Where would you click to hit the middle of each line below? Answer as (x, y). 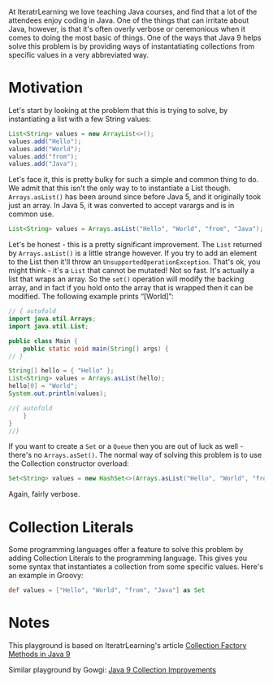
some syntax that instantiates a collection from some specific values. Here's (136, 567)
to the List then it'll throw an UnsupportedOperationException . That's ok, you (134, 262)
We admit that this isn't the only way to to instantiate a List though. (120, 188)
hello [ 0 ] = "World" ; (43, 386)
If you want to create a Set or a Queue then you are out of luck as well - (126, 446)
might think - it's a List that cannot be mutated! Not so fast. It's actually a (132, 271)
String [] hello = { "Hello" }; (61, 371)
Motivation (46, 88)
